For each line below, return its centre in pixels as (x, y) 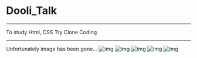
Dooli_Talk (32, 11)
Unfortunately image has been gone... (52, 49)
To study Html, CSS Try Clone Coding (52, 32)
